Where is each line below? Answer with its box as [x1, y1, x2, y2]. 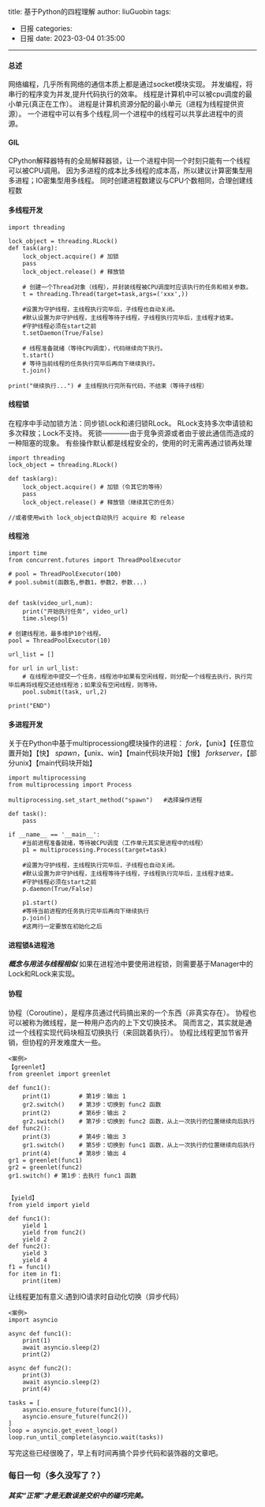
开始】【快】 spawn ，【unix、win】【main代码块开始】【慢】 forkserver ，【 [14, 749, 250, 758]
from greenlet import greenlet [8, 1069, 111, 1078]
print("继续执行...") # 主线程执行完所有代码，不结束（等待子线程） [8, 381, 208, 389]
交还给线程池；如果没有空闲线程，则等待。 [43, 682, 162, 690]
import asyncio [8, 1316, 58, 1324]
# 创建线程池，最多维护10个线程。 [8, 630, 105, 638]
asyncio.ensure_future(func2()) [22, 1412, 129, 1420]
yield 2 [22, 1235, 47, 1243]
